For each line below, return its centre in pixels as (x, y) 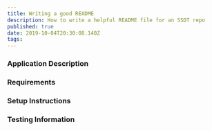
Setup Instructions (39, 101)
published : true (30, 26)
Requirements (31, 82)
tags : (15, 40)
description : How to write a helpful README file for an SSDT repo (106, 20)
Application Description (48, 64)
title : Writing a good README (51, 14)
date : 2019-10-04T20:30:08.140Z (54, 33)
